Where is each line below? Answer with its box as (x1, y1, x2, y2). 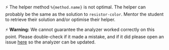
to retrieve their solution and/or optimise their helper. (5, 16, 116, 22)
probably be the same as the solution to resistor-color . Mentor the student (5, 11, 164, 17)
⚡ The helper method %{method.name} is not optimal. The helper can (5, 4, 146, 10)
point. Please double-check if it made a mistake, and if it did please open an (5, 34, 164, 39)
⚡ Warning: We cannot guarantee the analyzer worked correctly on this (5, 26, 155, 32)
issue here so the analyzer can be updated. (5, 39, 96, 45)
